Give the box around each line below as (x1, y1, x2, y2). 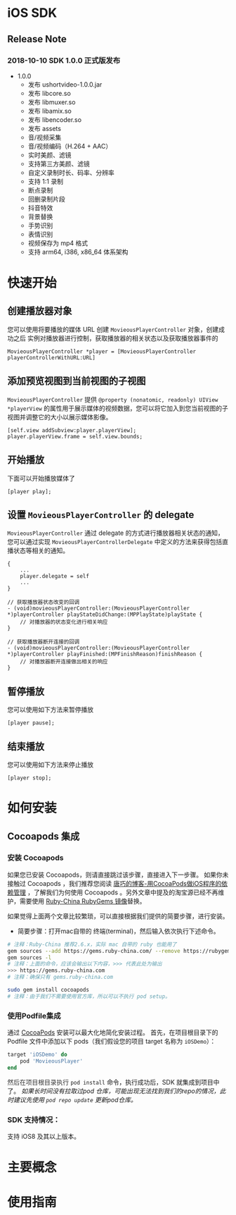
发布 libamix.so (27, 106, 72, 115)
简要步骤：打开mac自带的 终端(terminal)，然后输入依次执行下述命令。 (17, 927, 220, 935)
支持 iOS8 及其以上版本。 (7, 1133, 81, 1141)
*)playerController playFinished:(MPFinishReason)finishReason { (7, 650, 202, 658)
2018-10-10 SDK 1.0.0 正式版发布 (7, 55, 121, 65)
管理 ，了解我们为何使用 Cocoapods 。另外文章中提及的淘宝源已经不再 (13, 888, 218, 896)
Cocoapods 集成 (7, 830, 80, 842)
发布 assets (27, 124, 62, 132)
